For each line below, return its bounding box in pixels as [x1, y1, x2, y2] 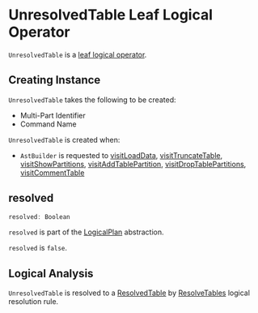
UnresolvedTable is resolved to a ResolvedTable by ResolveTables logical [8, 288, 251, 298]
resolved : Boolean [8, 212, 70, 221]
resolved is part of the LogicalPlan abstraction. [8, 227, 164, 237]
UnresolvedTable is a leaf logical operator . [8, 49, 147, 59]
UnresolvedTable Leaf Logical [8, 6, 213, 24]
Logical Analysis [8, 266, 94, 281]
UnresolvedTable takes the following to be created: [8, 95, 176, 105]
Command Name [19, 119, 77, 129]
